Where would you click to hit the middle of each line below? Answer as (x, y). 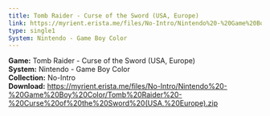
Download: (27, 86)
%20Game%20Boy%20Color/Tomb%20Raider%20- (95, 95)
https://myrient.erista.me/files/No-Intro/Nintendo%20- (137, 86)
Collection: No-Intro (42, 78)
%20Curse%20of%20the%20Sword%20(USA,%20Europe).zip (113, 103)
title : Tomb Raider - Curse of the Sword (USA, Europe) (104, 16)
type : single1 (32, 30)
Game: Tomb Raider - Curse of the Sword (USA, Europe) (102, 61)
